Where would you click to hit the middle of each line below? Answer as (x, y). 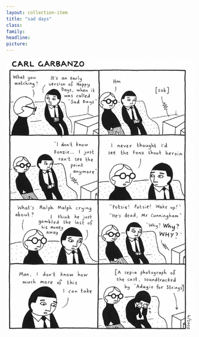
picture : (17, 44)
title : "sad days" (29, 19)
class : (14, 25)
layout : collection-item (37, 13)
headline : (18, 38)
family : (16, 32)
